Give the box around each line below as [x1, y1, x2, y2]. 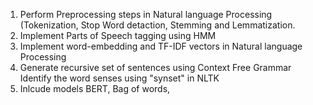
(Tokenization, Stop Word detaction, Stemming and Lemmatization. [19, 19, 296, 31]
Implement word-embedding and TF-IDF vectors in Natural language [19, 40, 303, 52]
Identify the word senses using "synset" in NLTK [19, 72, 220, 84]
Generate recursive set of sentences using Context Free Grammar [19, 62, 292, 73]
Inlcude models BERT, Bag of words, [19, 83, 171, 94]
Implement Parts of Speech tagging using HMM [19, 30, 217, 41]
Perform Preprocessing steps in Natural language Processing [19, 9, 273, 20]
